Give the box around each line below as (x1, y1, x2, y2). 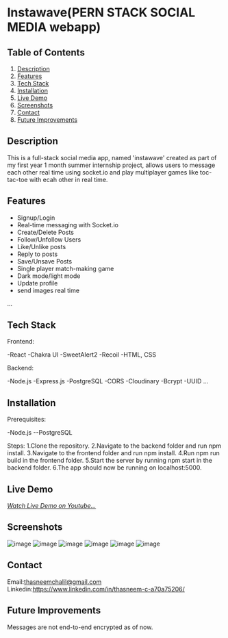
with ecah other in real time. (29, 175, 108, 183)
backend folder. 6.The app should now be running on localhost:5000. (7, 463, 202, 472)
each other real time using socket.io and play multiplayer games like (7, 168, 199, 176)
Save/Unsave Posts (16, 257, 73, 265)
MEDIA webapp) (7, 19, 101, 35)
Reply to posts (16, 250, 58, 258)
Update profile (16, 279, 58, 287)
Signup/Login (16, 214, 55, 222)
